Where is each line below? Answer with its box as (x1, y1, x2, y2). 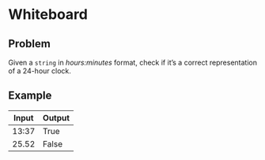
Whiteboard (8, 6, 89, 24)
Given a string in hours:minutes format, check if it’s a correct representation (8, 58, 257, 67)
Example (8, 89, 52, 102)
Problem (8, 37, 51, 50)
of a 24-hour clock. (8, 66, 71, 76)
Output (42, 112, 70, 123)
